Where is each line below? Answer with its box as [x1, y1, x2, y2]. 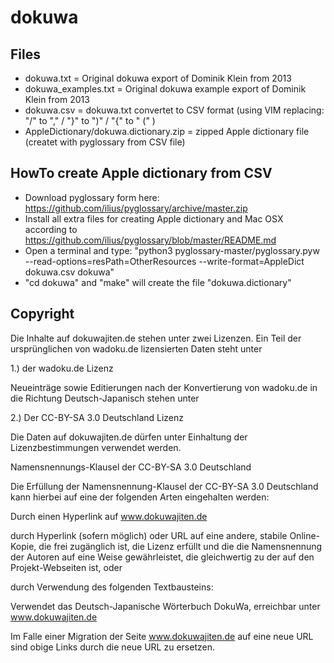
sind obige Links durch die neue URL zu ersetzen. [10, 641, 215, 653]
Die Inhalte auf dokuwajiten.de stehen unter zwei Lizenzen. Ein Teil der [10, 332, 302, 344]
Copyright [10, 306, 75, 323]
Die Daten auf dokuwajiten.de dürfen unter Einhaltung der [10, 431, 248, 443]
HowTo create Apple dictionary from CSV [10, 165, 273, 182]
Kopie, [10, 540, 37, 552]
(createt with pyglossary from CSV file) [24, 136, 186, 148]
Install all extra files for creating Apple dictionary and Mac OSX [24, 212, 284, 225]
